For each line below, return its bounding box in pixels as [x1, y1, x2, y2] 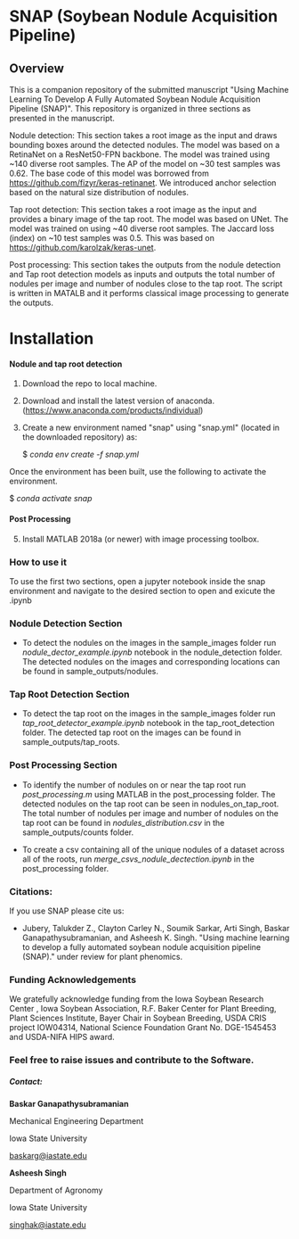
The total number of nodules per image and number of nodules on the [21, 807, 279, 818]
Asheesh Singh [9, 1168, 67, 1178]
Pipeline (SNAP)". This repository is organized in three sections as [9, 103, 251, 113]
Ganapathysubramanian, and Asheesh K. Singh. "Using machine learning [21, 932, 290, 943]
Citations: [9, 885, 53, 897]
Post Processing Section [9, 759, 117, 772]
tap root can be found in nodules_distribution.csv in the [21, 817, 225, 828]
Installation [9, 328, 94, 349]
